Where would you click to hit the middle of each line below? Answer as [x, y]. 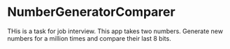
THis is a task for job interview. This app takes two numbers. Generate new [115, 31]
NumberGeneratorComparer [92, 12]
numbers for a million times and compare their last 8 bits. [89, 38]
